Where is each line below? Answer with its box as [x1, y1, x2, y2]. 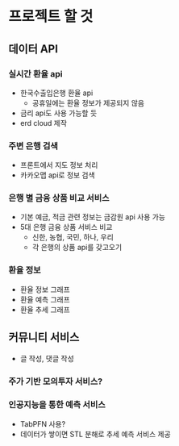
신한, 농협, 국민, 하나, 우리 [31, 232, 114, 242]
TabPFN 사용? [19, 419, 66, 428]
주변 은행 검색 [8, 140, 59, 152]
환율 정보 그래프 [19, 284, 70, 294]
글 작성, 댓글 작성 [19, 353, 74, 363]
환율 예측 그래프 [19, 294, 70, 304]
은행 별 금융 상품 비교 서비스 [8, 193, 110, 204]
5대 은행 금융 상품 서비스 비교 [19, 223, 113, 232]
